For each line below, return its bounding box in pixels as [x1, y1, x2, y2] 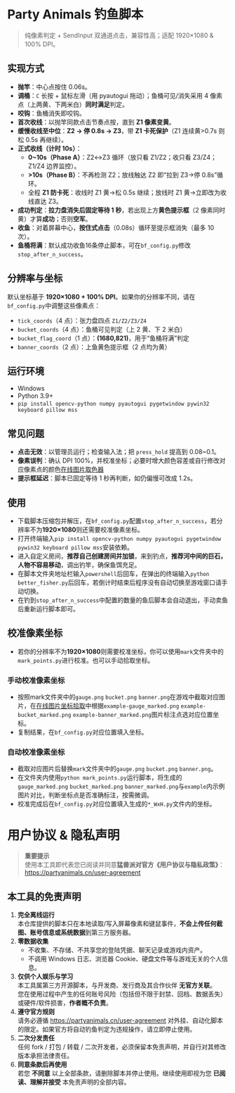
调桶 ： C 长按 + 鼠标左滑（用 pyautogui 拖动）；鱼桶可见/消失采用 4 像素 [17, 91, 223, 99]
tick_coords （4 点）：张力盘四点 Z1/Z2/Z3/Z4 [17, 316, 147, 325]
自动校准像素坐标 [7, 747, 65, 757]
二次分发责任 [17, 1034, 55, 1042]
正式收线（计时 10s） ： [17, 144, 82, 152]
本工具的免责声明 [7, 890, 81, 902]
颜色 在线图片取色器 [48, 466, 104, 474]
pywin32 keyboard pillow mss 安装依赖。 [17, 543, 134, 551]
